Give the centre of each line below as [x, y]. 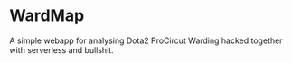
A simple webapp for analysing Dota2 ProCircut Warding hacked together [146, 40]
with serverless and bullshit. [62, 49]
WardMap [47, 16]
